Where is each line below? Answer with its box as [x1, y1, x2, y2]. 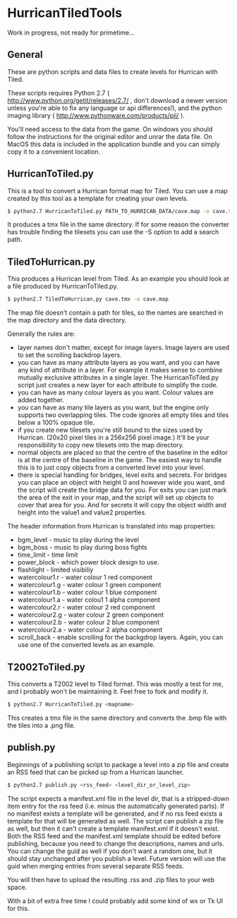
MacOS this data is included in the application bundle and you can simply [7, 140, 220, 148]
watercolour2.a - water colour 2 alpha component [17, 626, 163, 634]
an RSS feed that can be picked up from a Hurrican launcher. [7, 768, 184, 776]
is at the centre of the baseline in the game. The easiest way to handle [17, 456, 222, 464]
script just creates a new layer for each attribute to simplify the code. [17, 381, 219, 389]
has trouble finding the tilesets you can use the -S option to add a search [7, 228, 219, 236]
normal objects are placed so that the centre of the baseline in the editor [17, 448, 228, 457]
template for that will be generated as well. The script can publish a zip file [7, 816, 224, 825]
